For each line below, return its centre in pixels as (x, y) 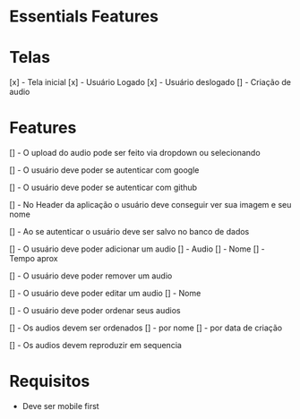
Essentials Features (84, 17)
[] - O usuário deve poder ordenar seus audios (95, 311)
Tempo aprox (34, 259)
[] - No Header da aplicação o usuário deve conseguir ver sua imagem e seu (150, 205)
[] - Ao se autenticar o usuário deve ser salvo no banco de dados (129, 232)
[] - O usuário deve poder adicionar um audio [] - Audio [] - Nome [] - (137, 249)
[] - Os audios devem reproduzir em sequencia (95, 346)
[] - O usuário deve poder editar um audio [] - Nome (105, 294)
